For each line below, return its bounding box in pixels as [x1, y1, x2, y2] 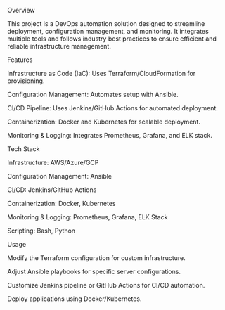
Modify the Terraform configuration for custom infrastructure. [7, 254, 186, 262]
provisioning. [7, 77, 45, 85]
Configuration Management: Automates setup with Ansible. [7, 91, 179, 98]
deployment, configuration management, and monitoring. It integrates [7, 27, 209, 35]
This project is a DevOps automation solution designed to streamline [7, 20, 205, 27]
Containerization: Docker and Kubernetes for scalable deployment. [7, 117, 200, 126]
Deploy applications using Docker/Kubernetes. [7, 295, 142, 303]
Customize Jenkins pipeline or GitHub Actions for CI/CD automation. [7, 281, 205, 289]
